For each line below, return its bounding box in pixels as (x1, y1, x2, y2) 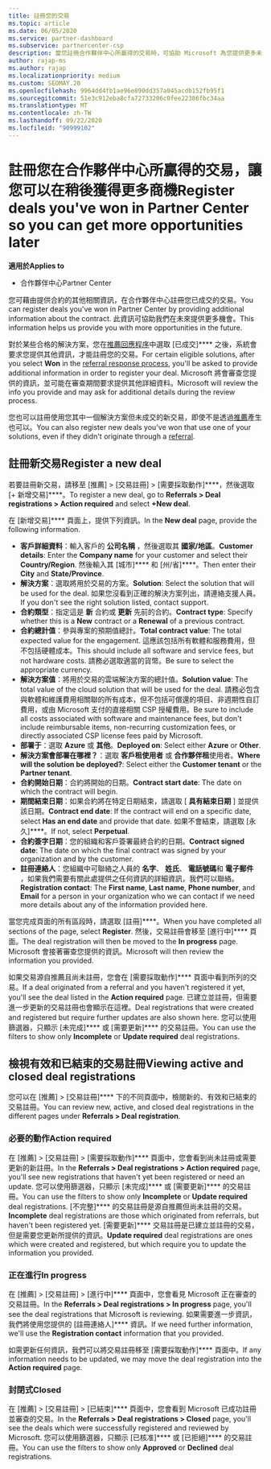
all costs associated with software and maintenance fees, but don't (19, 713, 243, 723)
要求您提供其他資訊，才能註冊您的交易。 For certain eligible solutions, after (8, 349, 255, 359)
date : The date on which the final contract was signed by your (19, 845, 227, 855)
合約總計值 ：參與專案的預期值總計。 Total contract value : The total (19, 625, 242, 635)
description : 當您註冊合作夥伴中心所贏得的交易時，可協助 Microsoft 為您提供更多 (8, 49, 257, 57)
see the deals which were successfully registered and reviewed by (8, 1423, 229, 1433)
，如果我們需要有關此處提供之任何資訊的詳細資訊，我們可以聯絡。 (19, 873, 239, 883)
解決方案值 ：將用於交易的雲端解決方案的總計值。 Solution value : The (19, 674, 248, 684)
